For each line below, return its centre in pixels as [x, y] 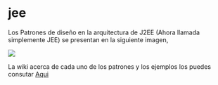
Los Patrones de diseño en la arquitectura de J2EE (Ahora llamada [104, 32]
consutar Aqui [28, 74]
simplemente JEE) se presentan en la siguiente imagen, [88, 39]
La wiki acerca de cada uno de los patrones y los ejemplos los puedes [110, 66]
